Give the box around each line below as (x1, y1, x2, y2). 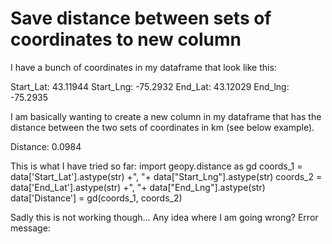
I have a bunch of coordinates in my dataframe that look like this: (10, 61, 277, 73)
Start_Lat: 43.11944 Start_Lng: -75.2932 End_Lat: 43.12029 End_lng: (10, 80, 290, 92)
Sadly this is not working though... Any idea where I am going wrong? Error (10, 211, 319, 223)
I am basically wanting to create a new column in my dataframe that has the (10, 110, 322, 122)
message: (10, 222, 51, 234)
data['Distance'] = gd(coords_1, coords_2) (10, 192, 183, 204)
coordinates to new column (10, 28, 242, 51)
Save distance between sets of (10, 7, 272, 30)
